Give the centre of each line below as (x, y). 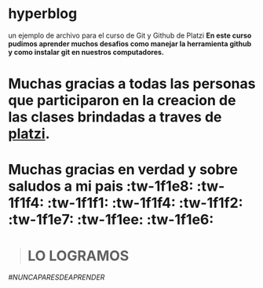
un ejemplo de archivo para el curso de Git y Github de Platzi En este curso (130, 35)
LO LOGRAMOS (78, 255)
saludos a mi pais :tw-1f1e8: (101, 186)
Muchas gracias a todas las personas (132, 84)
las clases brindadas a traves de (115, 117)
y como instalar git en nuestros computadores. (86, 52)
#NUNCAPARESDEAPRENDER (57, 277)
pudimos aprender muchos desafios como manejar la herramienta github (130, 43)
